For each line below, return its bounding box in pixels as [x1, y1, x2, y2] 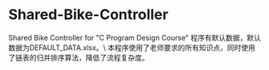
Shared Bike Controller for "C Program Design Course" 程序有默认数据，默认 [8, 33, 262, 42]
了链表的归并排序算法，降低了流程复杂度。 [8, 52, 149, 62]
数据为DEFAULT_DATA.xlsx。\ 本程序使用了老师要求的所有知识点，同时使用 [8, 42, 255, 52]
